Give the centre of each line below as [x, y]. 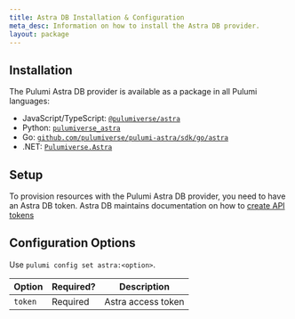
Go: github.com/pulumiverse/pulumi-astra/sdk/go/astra [125, 137]
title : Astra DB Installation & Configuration [97, 17]
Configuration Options [72, 243]
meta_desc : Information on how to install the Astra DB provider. [135, 26]
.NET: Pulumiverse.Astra [67, 147]
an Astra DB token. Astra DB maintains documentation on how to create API [147, 205]
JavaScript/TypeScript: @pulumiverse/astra [101, 119]
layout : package [39, 34]
